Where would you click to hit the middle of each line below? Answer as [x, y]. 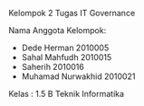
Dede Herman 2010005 [65, 48]
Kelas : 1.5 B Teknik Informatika [66, 94]
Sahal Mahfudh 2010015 [67, 57]
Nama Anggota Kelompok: [58, 30]
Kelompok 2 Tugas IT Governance [72, 13]
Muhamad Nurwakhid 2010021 [78, 76]
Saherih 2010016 [53, 67]
